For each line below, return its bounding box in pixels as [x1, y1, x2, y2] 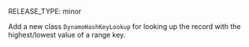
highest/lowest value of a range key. [8, 31, 126, 39]
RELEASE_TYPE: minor [8, 7, 82, 16]
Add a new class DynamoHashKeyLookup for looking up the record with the [8, 22, 242, 31]
